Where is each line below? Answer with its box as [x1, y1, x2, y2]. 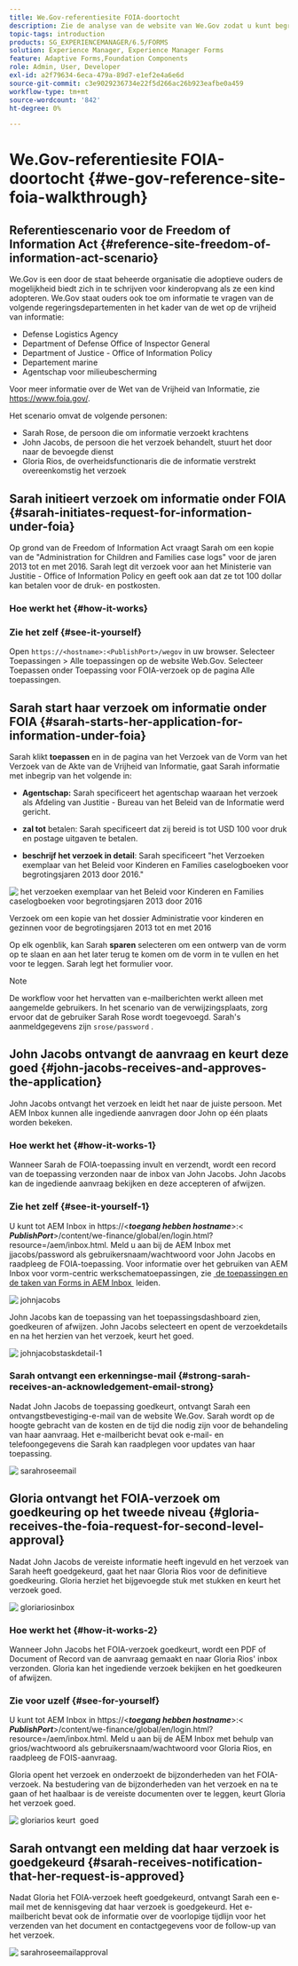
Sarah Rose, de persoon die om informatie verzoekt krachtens [21, 428, 249, 438]
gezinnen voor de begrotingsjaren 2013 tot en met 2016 [9, 922, 212, 933]
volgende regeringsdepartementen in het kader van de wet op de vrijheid [9, 303, 277, 313]
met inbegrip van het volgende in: [9, 770, 132, 781]
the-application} [9, 1075, 103, 1090]
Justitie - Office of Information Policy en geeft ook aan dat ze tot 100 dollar [9, 571, 282, 581]
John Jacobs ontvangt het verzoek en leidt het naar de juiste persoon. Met [9, 1098, 282, 1109]
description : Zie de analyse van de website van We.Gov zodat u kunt [9, 21, 272, 30]
